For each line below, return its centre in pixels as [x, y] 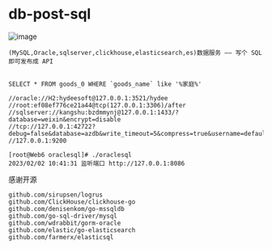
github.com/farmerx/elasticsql [61, 237]
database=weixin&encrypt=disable [65, 119]
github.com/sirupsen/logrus [56, 195]
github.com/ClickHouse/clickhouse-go [72, 202]
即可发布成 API [31, 61]
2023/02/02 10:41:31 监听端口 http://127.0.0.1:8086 [97, 163]
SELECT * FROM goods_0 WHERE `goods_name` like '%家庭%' [105, 84]
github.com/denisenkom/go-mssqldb [67, 209]
